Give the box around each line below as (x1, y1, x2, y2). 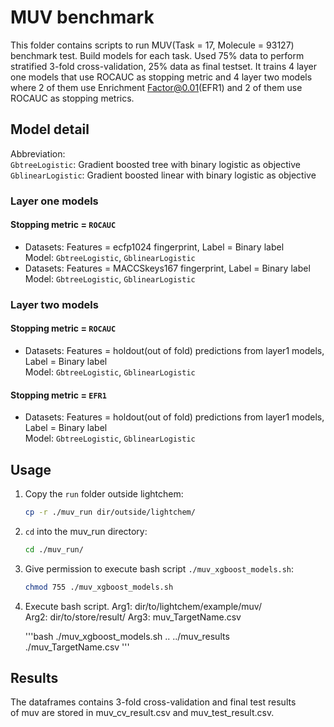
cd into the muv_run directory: (24, 525, 148, 537)
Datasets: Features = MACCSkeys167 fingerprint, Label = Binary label (24, 262, 311, 274)
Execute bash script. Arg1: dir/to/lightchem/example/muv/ (24, 600, 262, 612)
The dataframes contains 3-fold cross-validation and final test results (10, 696, 297, 708)
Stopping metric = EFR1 (10, 389, 107, 401)
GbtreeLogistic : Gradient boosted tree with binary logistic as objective (10, 158, 301, 170)
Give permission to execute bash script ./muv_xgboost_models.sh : (24, 562, 295, 575)
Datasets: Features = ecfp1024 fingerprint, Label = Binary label (24, 241, 285, 253)
